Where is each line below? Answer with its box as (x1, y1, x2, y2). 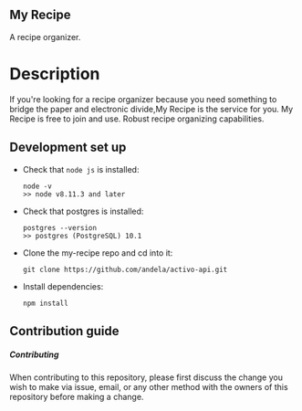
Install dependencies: (22, 280, 104, 291)
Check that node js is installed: (22, 163, 140, 174)
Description (9, 64, 100, 84)
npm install (22, 299, 68, 308)
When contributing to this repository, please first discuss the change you (9, 372, 283, 383)
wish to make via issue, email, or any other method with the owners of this (9, 381, 289, 392)
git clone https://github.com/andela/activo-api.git (22, 265, 228, 274)
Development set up (9, 140, 127, 155)
